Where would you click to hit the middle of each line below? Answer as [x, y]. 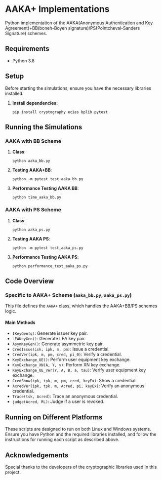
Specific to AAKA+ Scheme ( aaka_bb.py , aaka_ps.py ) [68, 295]
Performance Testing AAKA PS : [45, 257]
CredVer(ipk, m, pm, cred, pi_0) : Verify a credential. [67, 355]
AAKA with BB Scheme [33, 141]
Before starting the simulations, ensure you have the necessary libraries [78, 88]
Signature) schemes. [26, 33]
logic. [11, 311]
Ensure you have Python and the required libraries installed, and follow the [81, 434]
